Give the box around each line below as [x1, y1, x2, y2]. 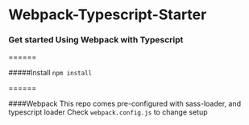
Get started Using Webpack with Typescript [8, 34, 184, 46]
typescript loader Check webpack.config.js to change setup [8, 107, 208, 117]
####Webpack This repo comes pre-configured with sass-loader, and [8, 99, 242, 109]
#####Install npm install [8, 68, 93, 78]
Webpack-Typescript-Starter [8, 6, 207, 24]
